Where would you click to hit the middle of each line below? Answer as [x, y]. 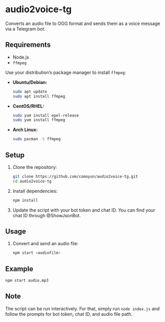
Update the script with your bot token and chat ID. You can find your [84, 210]
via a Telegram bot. [25, 28]
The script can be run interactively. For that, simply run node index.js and [82, 308]
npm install [25, 200]
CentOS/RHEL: [28, 106]
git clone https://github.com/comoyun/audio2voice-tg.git [75, 177]
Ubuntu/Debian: [30, 82]
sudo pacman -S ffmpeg [37, 139]
